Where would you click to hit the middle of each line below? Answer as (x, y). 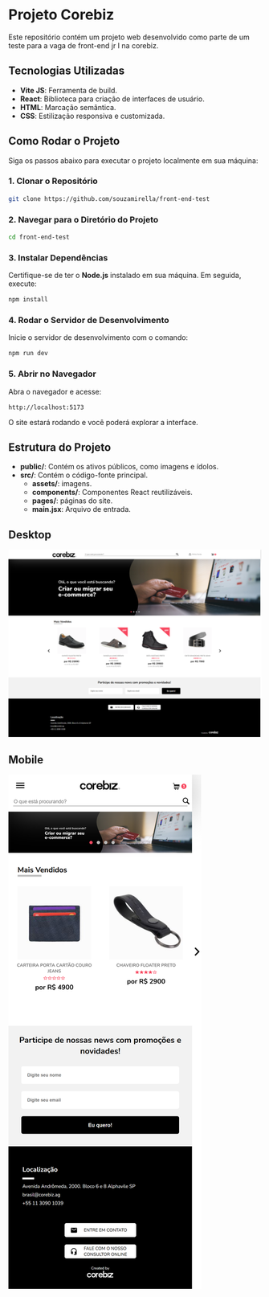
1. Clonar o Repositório (53, 181)
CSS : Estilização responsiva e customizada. (92, 116)
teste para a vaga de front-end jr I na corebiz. (84, 45)
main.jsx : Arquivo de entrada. (81, 509)
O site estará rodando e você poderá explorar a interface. (103, 422)
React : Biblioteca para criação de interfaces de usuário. (112, 99)
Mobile (26, 760)
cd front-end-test (39, 237)
